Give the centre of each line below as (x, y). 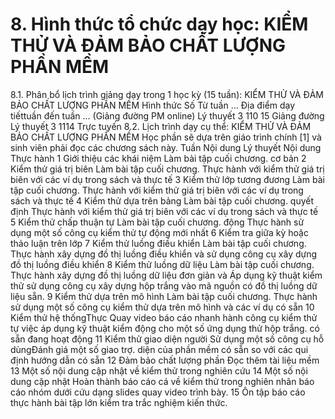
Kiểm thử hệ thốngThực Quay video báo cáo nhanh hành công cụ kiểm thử (164, 317)
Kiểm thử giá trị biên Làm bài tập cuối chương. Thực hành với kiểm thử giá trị (167, 169)
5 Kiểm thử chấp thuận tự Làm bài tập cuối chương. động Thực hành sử (157, 222)
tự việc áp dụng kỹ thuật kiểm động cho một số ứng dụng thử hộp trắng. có (165, 328)
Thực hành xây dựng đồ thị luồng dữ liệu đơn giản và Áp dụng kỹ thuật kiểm (166, 275)
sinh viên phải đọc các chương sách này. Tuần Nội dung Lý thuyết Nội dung (166, 147)
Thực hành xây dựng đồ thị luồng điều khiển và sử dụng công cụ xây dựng (164, 254)
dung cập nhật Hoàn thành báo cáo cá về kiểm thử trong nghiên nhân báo (162, 381)
